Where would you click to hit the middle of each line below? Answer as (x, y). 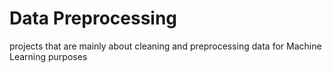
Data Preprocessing (93, 18)
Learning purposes (48, 56)
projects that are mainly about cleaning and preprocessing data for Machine (165, 46)
